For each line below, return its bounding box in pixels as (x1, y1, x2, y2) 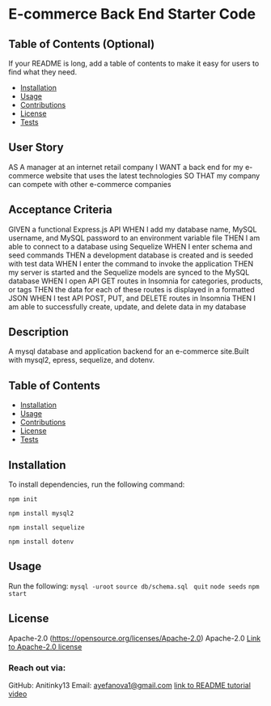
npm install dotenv (8, 538, 74, 547)
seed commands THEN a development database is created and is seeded (8, 250, 253, 260)
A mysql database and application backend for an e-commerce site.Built (8, 347, 249, 356)
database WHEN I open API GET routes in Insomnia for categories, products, (8, 276, 264, 286)
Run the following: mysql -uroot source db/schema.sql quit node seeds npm (8, 581, 260, 591)
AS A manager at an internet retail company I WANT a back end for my (8, 162, 244, 172)
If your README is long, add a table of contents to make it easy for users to (8, 58, 260, 68)
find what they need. (8, 67, 78, 77)
